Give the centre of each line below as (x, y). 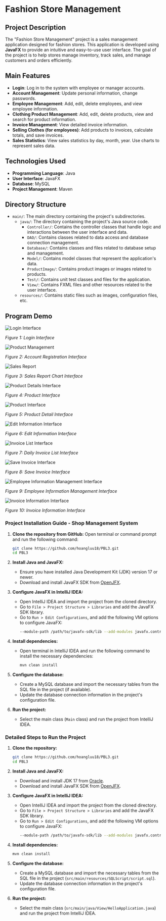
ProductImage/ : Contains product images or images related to (89, 269)
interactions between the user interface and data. (77, 232)
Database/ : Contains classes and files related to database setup (92, 248)
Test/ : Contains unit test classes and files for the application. (89, 280)
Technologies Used (35, 161)
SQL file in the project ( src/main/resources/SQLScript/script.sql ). (88, 878)
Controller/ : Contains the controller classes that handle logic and (94, 227)
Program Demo (29, 316)
